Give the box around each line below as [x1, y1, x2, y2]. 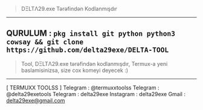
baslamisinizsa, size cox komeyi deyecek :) [21, 66, 129, 74]
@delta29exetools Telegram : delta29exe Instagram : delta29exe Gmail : [6, 90, 186, 97]
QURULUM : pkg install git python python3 [6, 28, 175, 39]
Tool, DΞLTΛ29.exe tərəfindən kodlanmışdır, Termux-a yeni [21, 60, 168, 67]
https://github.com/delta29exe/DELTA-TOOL [6, 45, 169, 54]
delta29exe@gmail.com [6, 97, 65, 104]
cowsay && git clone [6, 37, 84, 47]
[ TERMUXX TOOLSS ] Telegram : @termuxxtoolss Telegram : [6, 84, 159, 91]
